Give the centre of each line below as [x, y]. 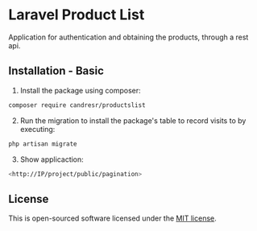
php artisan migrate [43, 144]
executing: [37, 129]
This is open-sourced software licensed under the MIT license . [113, 218]
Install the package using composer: [80, 90]
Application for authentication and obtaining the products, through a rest [128, 37]
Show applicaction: [52, 159]
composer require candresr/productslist [77, 105]
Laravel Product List [77, 15]
